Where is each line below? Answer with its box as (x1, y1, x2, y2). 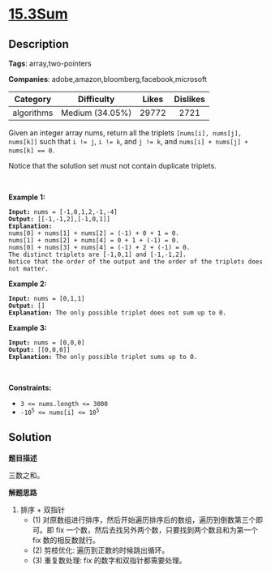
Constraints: (8, 383, 52, 392)
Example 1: (8, 192, 46, 202)
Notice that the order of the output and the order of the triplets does (8, 258, 264, 266)
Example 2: (8, 279, 47, 289)
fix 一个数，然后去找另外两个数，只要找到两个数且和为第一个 (55, 524, 258, 535)
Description (8, 37, 69, 51)
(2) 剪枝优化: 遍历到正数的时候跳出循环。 (32, 545, 170, 555)
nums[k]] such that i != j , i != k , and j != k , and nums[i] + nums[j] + (8, 137, 249, 146)
